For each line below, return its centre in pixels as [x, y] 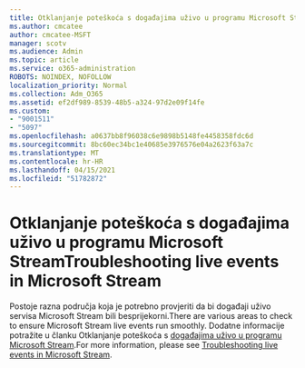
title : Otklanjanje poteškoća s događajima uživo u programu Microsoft [148, 18]
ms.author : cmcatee [46, 26]
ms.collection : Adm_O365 [56, 94]
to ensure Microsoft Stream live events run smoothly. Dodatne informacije [147, 326]
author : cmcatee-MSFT [50, 35]
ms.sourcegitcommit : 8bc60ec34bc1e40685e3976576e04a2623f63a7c [132, 144]
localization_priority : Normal [69, 85]
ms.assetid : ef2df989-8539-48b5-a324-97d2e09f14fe [107, 102]
